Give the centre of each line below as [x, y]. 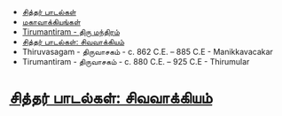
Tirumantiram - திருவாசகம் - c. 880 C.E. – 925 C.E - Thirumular [136, 62]
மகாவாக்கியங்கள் [51, 22]
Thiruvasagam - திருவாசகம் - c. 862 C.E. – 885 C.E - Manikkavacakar [147, 52]
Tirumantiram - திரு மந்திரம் [71, 32]
